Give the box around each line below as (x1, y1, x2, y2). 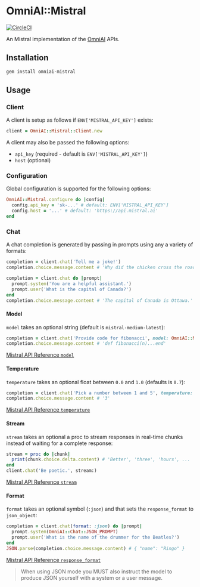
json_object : (6, 512, 37, 519)
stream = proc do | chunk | (6, 451, 70, 457)
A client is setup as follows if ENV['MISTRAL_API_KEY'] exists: (6, 116, 154, 123)
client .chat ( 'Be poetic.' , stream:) (6, 468, 97, 474)
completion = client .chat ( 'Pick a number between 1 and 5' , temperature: (6, 390, 193, 396)
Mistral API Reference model (6, 351, 74, 359)
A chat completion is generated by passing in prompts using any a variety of (6, 241, 193, 248)
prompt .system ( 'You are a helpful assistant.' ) (11, 280, 132, 287)
